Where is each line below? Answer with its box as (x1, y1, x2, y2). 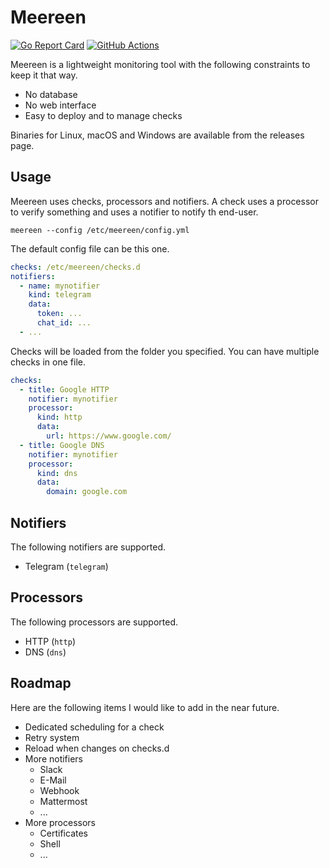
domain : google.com (46, 487, 128, 497)
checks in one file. (10, 356, 86, 368)
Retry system (24, 731, 80, 743)
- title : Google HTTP (19, 384, 110, 395)
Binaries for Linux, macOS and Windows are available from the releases (10, 129, 305, 141)
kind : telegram (28, 290, 92, 300)
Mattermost (39, 795, 88, 807)
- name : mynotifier (19, 281, 101, 291)
